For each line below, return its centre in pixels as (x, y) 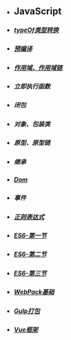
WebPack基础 (34, 292)
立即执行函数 (32, 87)
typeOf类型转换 (36, 30)
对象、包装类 (32, 124)
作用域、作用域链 (38, 67)
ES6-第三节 (30, 273)
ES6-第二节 (30, 254)
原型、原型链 (32, 143)
